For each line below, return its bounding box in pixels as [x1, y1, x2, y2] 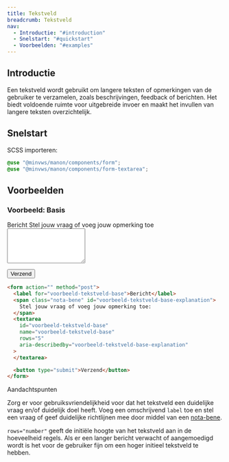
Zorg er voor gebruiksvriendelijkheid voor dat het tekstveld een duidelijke [7, 399, 214, 407]
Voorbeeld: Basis [7, 205, 66, 214]
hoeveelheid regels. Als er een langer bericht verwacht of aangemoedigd [7, 434, 214, 442]
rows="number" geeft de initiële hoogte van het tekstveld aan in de [7, 427, 192, 435]
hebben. [7, 448, 31, 457]
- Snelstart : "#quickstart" [13, 36, 94, 43]
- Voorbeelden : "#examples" [13, 42, 94, 49]
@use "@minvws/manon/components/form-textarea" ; [7, 166, 149, 173]
